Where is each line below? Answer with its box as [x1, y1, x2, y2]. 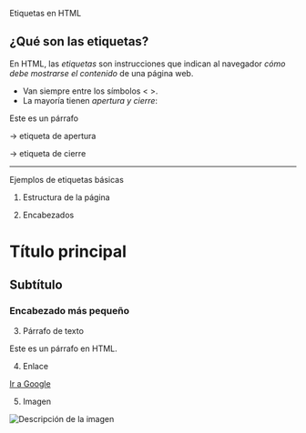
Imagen [22, 396, 52, 407]
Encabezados [22, 209, 75, 220]
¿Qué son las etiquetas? [9, 34, 149, 49]
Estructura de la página [22, 191, 111, 203]
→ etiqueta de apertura [9, 130, 97, 141]
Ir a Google [9, 378, 52, 389]
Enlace [22, 360, 48, 371]
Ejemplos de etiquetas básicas [9, 174, 125, 185]
